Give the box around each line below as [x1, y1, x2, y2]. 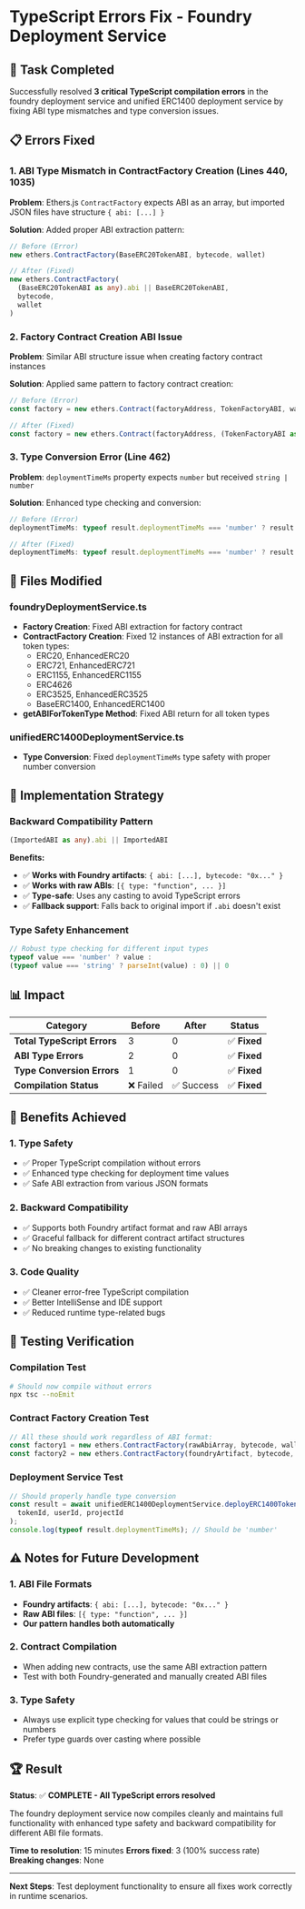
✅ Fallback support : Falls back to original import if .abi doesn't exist [22, 900, 281, 911]
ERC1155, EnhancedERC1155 [35, 669, 143, 680]
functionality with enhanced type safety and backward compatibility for [9, 1817, 277, 1828]
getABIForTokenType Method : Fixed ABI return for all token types [22, 708, 271, 719]
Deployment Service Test [9, 1471, 124, 1484]
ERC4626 [35, 679, 73, 690]
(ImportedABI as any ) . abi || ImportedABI [9, 835, 169, 844]
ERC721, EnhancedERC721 [35, 660, 136, 671]
